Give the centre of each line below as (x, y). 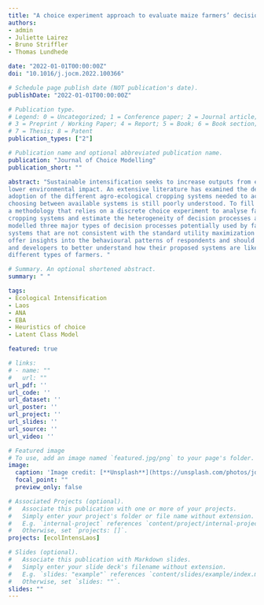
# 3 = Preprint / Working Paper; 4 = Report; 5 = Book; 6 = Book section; (133, 124)
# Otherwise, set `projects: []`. (68, 531)
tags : (17, 291)
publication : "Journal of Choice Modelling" (82, 160)
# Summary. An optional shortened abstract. (82, 269)
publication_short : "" (45, 167)
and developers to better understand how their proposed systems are (125, 248)
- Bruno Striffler (38, 45)
